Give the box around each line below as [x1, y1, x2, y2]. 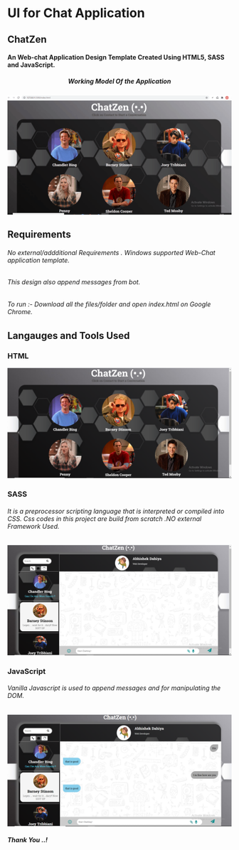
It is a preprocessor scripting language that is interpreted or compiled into [7, 507, 225, 515]
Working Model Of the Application [68, 77, 171, 85]
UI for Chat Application [7, 5, 145, 21]
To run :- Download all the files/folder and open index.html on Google [7, 300, 211, 308]
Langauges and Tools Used [7, 329, 130, 342]
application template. [7, 256, 70, 264]
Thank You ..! [7, 836, 48, 844]
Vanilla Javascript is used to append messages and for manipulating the [7, 684, 221, 692]
